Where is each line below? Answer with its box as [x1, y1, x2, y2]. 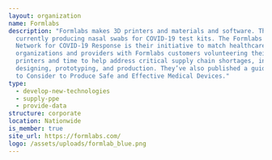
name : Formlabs [8, 19, 60, 27]
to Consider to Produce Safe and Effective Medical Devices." [15, 72, 230, 80]
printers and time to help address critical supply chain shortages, [15, 57, 255, 65]
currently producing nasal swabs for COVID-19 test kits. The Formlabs [15, 34, 263, 43]
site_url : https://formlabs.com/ [8, 132, 121, 140]
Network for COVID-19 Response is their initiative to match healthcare [15, 42, 266, 50]
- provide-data [15, 102, 67, 110]
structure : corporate [8, 110, 82, 118]
